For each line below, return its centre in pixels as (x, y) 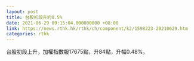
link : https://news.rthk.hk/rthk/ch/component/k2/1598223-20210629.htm (97, 28)
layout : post (22, 12)
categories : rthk (28, 34)
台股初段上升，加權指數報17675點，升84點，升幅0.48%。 (77, 52)
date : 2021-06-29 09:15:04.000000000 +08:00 (62, 23)
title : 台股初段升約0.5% (34, 17)
